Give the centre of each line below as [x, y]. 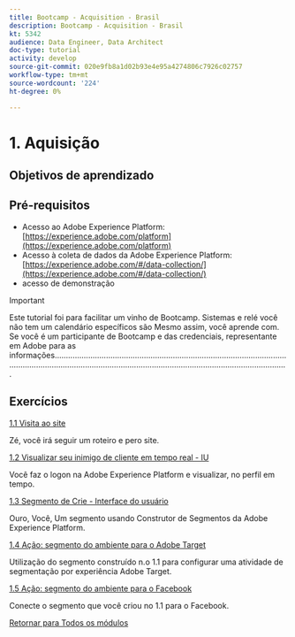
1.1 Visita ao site [38, 423]
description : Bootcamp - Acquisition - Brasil [96, 26]
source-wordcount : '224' [55, 83]
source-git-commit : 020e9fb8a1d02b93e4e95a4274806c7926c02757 [126, 67]
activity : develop [43, 58]
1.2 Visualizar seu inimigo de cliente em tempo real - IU [109, 457]
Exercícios [38, 402]
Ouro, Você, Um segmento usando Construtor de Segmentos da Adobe [139, 518]
